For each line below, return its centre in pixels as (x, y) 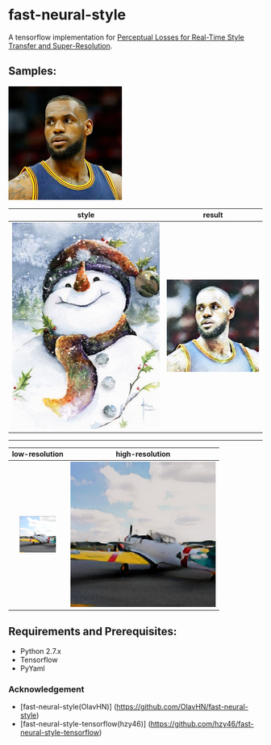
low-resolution (38, 454)
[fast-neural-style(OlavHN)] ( (68, 707)
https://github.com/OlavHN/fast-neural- (182, 707)
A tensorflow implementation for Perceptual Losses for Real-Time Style (126, 37)
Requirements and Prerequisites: (93, 632)
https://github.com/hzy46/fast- (202, 724)
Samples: (33, 71)
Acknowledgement (46, 689)
